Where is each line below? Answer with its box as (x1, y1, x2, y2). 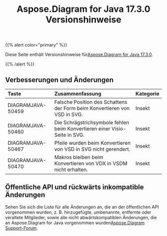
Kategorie (135, 90, 160, 97)
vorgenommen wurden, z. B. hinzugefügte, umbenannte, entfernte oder (5, 209, 152, 215)
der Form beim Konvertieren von (54, 105, 130, 112)
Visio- (111, 125, 127, 132)
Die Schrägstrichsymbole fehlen (54, 119, 129, 126)
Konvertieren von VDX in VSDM (54, 160, 128, 167)
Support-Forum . (5, 225, 38, 231)
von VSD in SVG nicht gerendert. (54, 146, 131, 152)
